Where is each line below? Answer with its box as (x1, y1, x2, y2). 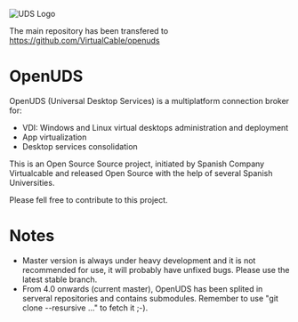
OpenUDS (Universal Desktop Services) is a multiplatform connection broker (9, 95, 290, 106)
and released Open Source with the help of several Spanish (54, 167, 273, 178)
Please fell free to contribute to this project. (9, 194, 168, 205)
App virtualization (21, 132, 87, 142)
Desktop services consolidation (21, 141, 138, 151)
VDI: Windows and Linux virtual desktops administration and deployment (21, 122, 289, 133)
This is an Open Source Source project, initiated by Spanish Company (9, 158, 265, 169)
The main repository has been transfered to (9, 26, 169, 36)
